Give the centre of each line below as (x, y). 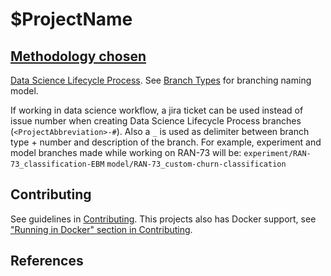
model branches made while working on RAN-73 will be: (126, 152)
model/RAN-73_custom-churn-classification (196, 164)
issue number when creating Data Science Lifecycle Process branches (156, 121)
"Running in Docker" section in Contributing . (101, 229)
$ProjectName (71, 19)
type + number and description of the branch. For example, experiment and (166, 142)
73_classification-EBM (57, 164)
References (47, 261)
